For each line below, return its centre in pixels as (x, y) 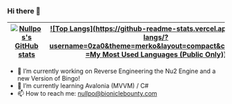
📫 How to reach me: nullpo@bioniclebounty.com (87, 94)
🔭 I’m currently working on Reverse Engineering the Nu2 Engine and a (116, 71)
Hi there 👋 (24, 11)
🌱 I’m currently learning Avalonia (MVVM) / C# (83, 86)
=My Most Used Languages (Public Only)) (156, 54)
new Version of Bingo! (49, 79)
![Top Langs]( (73, 29)
